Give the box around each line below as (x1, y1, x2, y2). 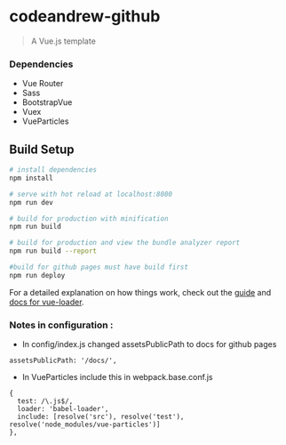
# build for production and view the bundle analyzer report (9, 239, 241, 247)
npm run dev (9, 198, 53, 206)
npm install (9, 174, 53, 182)
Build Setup (9, 142, 75, 157)
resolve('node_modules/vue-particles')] (9, 420, 162, 429)
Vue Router (21, 78, 64, 89)
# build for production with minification (9, 214, 169, 223)
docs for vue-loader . (9, 296, 84, 307)
